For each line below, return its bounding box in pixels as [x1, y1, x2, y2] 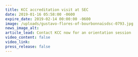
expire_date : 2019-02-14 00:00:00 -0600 [5, 16, 91, 21]
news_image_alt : [5, 26, 39, 31]
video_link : [5, 40, 30, 45]
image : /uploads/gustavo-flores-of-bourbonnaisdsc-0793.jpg [5, 21, 134, 26]
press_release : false [5, 44, 51, 49]
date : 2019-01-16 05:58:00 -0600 [5, 12, 75, 17]
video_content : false [5, 35, 51, 40]
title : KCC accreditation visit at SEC [5, 7, 89, 12]
